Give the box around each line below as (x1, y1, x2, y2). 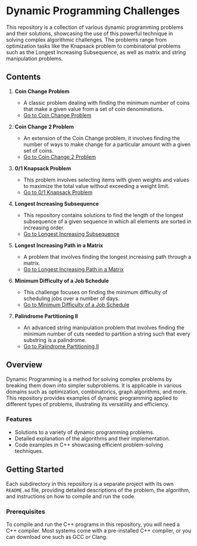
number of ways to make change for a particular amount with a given (23, 140, 191, 148)
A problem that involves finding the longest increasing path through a (23, 253, 192, 260)
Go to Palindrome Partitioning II (23, 343, 99, 350)
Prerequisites (6, 507, 45, 515)
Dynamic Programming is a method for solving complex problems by (6, 376, 172, 383)
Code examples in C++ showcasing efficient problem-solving (14, 441, 163, 448)
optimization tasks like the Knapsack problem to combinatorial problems (6, 42, 181, 50)
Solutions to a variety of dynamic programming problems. (14, 429, 155, 436)
